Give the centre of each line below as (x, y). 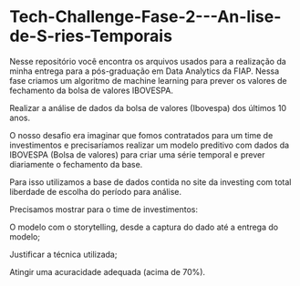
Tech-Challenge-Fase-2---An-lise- (145, 17)
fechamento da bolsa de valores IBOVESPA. (91, 90)
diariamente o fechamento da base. (76, 164)
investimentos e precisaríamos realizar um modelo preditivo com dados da (150, 145)
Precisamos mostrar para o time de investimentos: (104, 209)
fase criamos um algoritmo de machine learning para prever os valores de (148, 80)
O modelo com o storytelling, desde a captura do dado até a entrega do (144, 227)
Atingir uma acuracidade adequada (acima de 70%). (108, 271)
